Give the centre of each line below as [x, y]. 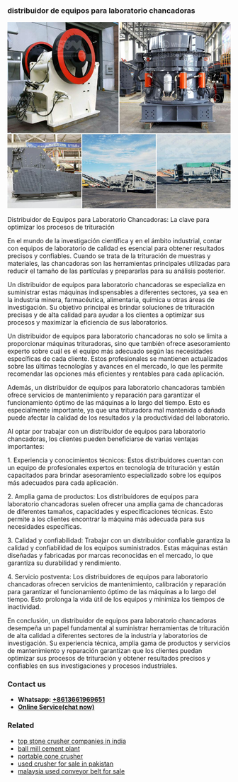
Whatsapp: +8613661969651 [61, 700]
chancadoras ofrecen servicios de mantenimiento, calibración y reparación [117, 584]
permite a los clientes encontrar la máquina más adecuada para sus [106, 519]
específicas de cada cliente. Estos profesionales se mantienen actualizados [118, 358]
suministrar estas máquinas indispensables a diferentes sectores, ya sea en [118, 292]
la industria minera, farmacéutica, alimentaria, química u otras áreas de [111, 299]
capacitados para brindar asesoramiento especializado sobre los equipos [114, 475]
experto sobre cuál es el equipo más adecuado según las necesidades [110, 351]
